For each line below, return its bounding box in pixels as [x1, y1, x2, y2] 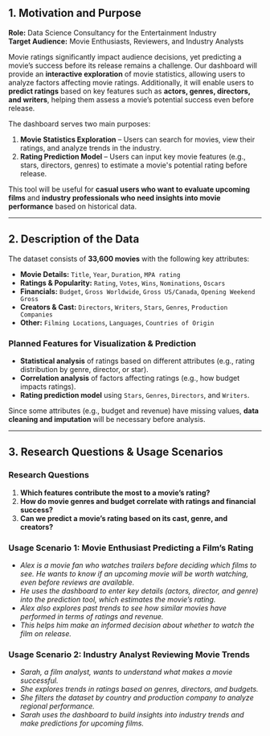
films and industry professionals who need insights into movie [8, 192, 221, 202]
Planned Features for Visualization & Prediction [8, 337, 197, 349]
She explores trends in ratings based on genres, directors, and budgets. [19, 684, 259, 694]
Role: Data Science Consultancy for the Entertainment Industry [8, 27, 217, 37]
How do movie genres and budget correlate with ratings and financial [19, 496, 256, 506]
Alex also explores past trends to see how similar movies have [19, 603, 227, 613]
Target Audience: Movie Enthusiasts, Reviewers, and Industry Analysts [8, 36, 244, 46]
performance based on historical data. [8, 201, 137, 211]
